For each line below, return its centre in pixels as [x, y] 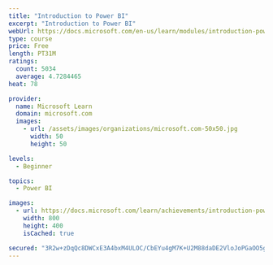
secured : [23, 248]
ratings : [23, 62]
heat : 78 [23, 84]
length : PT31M [32, 54]
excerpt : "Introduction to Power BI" [72, 24]
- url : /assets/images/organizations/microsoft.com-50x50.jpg [130, 129]
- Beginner [34, 166]
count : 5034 [36, 69]
